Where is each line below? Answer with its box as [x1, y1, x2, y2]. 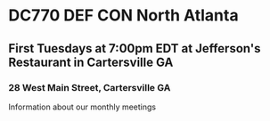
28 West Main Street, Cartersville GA [8, 81, 171, 93]
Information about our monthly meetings [8, 101, 157, 112]
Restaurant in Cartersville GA [8, 54, 174, 69]
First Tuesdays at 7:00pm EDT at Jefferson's [8, 41, 261, 56]
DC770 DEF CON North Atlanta [8, 5, 239, 26]
